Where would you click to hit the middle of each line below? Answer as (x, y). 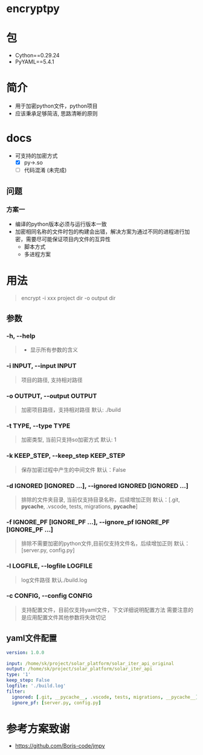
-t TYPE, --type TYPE (38, 426)
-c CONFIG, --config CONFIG (49, 596)
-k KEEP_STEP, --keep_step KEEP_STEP (66, 456)
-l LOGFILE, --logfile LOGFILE (50, 566)
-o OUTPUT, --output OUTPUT (52, 396)
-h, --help (21, 336)
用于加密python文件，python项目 (56, 106)
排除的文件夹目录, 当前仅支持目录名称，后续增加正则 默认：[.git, (100, 500)
